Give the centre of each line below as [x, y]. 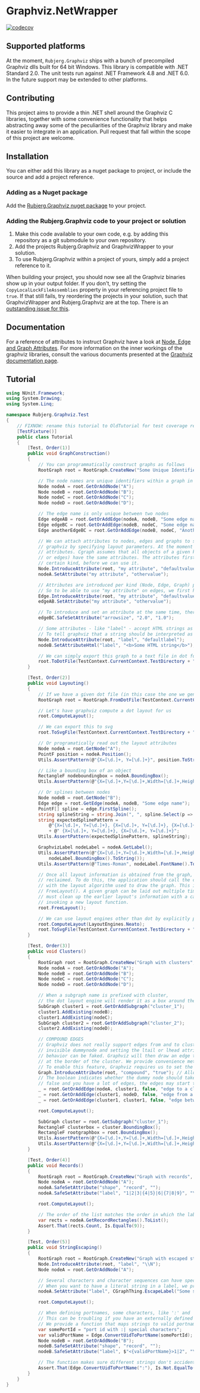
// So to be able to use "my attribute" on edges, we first [114, 590]
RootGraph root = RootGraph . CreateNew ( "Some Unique [103, 470]
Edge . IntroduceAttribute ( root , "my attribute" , [98, 596]
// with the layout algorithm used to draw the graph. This [114, 886]
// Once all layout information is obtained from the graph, [115, 875]
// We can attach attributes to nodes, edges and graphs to [114, 541]
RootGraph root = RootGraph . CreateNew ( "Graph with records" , [115, 1176]
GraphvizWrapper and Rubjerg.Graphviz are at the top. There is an [87, 302]
